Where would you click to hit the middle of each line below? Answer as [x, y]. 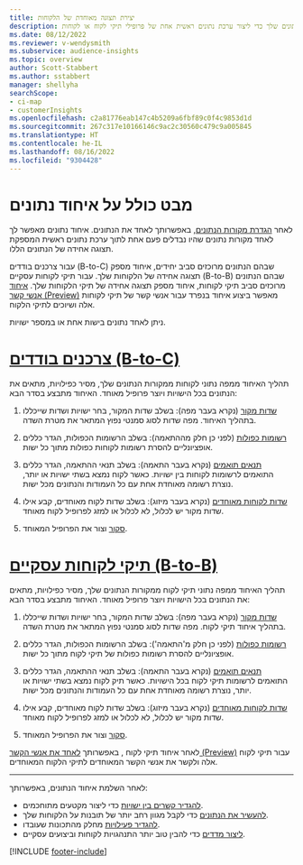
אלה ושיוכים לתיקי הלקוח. [52, 305]
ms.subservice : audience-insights [74, 51]
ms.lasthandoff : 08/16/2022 [62, 152]
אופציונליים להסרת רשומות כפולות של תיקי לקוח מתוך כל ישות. [128, 654]
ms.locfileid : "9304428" [56, 160]
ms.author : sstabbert [50, 77]
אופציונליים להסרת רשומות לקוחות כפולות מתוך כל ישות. [118, 447]
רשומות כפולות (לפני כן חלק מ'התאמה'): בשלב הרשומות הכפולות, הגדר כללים [154, 644]
